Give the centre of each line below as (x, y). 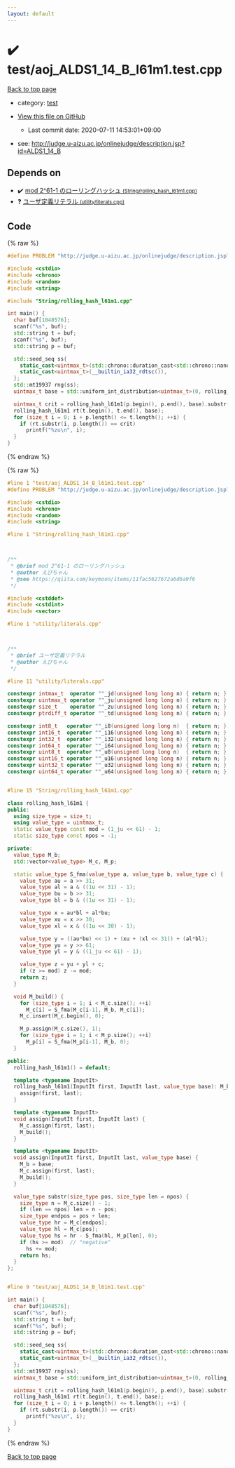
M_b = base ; (37, 1165)
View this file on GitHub (51, 116)
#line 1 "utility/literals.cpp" (54, 624)
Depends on (34, 173)
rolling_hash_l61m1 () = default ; (62, 1067)
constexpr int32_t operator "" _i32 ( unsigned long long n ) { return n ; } (117, 739)
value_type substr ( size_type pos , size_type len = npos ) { (101, 1196)
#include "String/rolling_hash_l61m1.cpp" (70, 301)
